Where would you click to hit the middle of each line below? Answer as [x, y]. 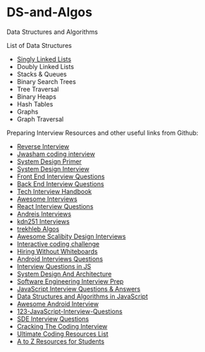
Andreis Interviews [44, 214]
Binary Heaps [37, 97]
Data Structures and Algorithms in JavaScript [82, 296]
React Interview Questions [55, 206]
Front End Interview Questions [61, 176]
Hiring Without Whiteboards [57, 251]
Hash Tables [35, 104]
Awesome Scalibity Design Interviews [71, 236]
